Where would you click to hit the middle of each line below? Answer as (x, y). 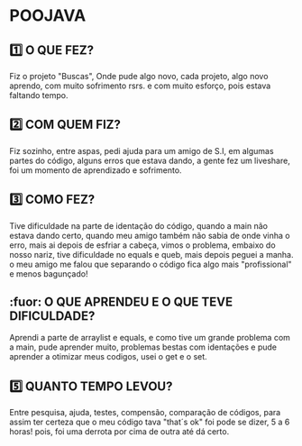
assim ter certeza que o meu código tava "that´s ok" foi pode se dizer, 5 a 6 (150, 422)
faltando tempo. (39, 95)
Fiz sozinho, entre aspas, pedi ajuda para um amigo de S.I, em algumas (142, 150)
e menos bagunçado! (49, 273)
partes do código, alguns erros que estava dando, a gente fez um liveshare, (150, 160)
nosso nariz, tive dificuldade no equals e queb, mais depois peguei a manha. (151, 254)
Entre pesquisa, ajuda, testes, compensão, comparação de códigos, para (145, 413)
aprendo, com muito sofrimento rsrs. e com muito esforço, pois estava (140, 86)
